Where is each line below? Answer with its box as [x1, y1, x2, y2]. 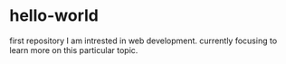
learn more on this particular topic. [9, 44, 138, 55]
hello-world [9, 5, 100, 26]
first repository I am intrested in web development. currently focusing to [9, 35, 278, 46]
